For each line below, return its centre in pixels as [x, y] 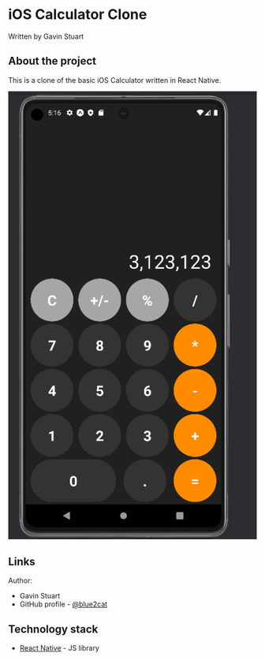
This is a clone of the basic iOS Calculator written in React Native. [115, 80]
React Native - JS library [60, 647]
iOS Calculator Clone [78, 15]
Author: [21, 580]
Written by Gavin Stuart [46, 36]
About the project [52, 61]
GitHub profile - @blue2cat [63, 604]
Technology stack [53, 629]
